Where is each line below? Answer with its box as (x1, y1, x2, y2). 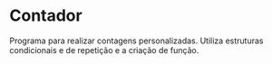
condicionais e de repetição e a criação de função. (9, 44, 199, 55)
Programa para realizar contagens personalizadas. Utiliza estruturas (9, 35, 264, 46)
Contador (9, 5, 83, 26)
